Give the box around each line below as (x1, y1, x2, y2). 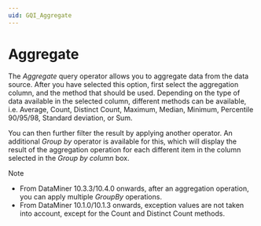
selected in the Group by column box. (8, 153, 130, 162)
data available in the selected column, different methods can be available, (8, 96, 247, 106)
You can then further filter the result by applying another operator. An (8, 128, 233, 137)
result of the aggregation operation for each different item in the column (8, 144, 241, 154)
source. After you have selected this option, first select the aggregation (8, 79, 239, 89)
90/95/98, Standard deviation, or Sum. (8, 113, 133, 122)
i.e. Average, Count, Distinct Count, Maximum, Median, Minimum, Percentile (8, 104, 254, 114)
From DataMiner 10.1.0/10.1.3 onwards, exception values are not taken (19, 200, 244, 210)
